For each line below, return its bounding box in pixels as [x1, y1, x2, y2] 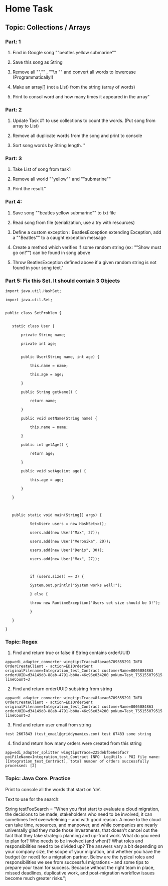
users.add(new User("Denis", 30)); [30, 548, 104, 553]
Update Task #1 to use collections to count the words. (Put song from [12, 117, 156, 123]
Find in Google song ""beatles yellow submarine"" [12, 49, 116, 55]
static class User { [12, 324, 55, 329]
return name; [30, 399, 57, 404]
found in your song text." [12, 265, 64, 271]
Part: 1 [5, 38, 21, 45]
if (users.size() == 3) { [30, 574, 84, 579]
